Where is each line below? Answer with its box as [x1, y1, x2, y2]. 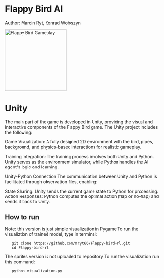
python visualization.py [11, 268, 63, 273]
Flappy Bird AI [5, 3, 63, 15]
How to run [5, 213, 40, 222]
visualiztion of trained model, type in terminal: [5, 231, 97, 237]
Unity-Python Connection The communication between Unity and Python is [5, 173, 157, 179]
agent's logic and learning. [5, 164, 59, 170]
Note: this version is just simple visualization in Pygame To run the [5, 226, 139, 232]
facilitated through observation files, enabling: [5, 178, 98, 185]
